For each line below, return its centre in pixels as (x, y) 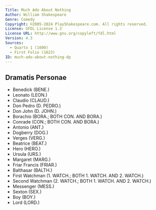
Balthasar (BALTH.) (32, 171)
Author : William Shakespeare (36, 15)
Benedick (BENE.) (31, 90)
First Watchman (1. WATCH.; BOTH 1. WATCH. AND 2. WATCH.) (78, 176)
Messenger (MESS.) (33, 186)
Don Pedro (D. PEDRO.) (37, 106)
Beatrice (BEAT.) (30, 143)
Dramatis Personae (36, 77)
